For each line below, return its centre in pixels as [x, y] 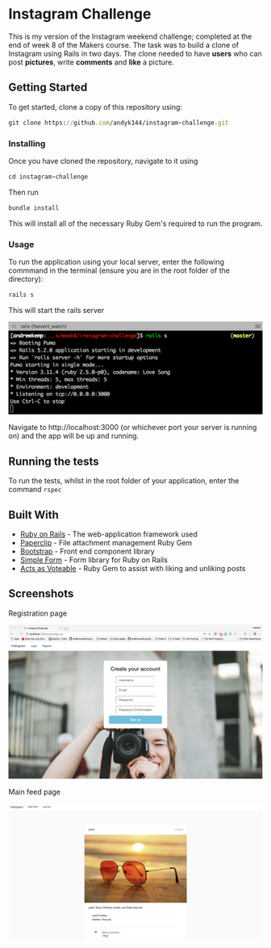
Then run [23, 192]
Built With [33, 514]
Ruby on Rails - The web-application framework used [108, 534]
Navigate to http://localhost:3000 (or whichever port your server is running [133, 428]
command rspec [35, 490]
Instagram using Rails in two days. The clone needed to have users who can [135, 53]
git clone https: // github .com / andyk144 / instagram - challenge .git [119, 123]
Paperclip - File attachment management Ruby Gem [106, 542]
